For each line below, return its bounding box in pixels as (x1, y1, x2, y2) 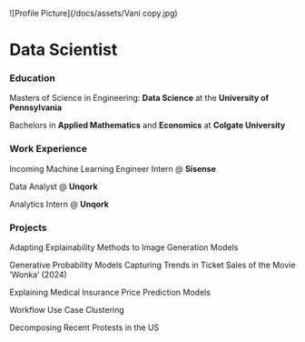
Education (9, 72, 56, 85)
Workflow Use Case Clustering (9, 305, 124, 316)
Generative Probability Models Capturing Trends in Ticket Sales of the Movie (9, 259, 296, 271)
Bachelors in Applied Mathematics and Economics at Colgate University (9, 120, 286, 131)
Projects (9, 221, 47, 234)
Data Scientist (9, 40, 118, 60)
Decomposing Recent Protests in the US (9, 322, 160, 333)
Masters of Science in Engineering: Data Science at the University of (9, 93, 270, 104)
